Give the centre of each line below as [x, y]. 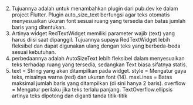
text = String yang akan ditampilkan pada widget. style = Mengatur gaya [99, 71]
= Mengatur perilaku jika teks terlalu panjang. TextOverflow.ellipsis [92, 89]
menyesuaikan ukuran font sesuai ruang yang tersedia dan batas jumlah [99, 21]
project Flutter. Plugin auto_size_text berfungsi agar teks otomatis [91, 15]
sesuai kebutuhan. [34, 52]
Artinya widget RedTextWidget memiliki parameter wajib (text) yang [93, 33]
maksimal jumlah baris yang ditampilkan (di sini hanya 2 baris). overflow [99, 83]
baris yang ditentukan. [39, 27]
